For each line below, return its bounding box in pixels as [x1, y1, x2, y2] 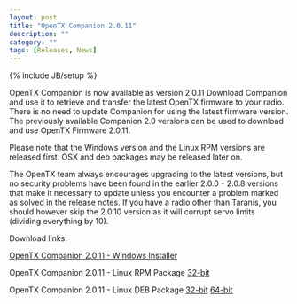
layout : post [9, 12, 58, 22]
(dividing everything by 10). [9, 216, 109, 227]
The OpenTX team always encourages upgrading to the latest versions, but [9, 169, 284, 180]
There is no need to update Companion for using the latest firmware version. [9, 106, 289, 117]
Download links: [9, 233, 68, 244]
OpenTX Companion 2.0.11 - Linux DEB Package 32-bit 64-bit [9, 285, 233, 295]
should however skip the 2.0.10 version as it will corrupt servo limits [9, 207, 255, 217]
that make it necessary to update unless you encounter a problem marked [9, 188, 279, 199]
